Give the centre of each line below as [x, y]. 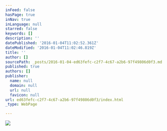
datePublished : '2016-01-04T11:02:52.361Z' [52, 43]
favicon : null [25, 95]
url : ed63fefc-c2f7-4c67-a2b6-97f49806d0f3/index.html [64, 100]
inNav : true [18, 19]
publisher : [17, 76]
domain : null [24, 85]
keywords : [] [19, 34]
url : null [20, 90]
